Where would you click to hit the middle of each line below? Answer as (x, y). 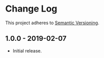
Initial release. (27, 50)
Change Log (31, 9)
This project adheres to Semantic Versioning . (52, 23)
